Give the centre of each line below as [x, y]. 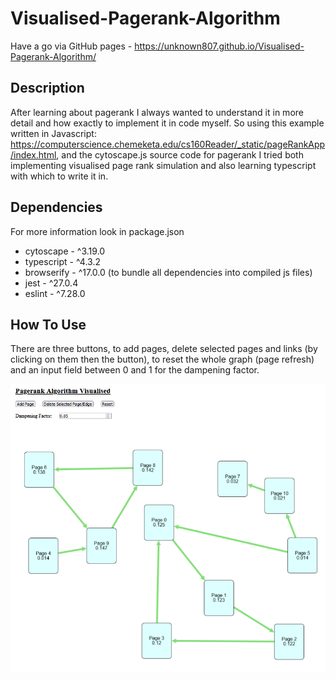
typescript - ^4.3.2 [62, 261]
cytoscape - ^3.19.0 [65, 251]
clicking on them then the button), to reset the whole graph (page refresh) [162, 359]
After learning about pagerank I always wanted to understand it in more [157, 112]
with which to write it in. [59, 176]
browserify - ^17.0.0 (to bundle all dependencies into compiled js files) [168, 272]
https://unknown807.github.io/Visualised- [219, 46]
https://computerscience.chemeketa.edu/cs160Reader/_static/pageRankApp [168, 144]
